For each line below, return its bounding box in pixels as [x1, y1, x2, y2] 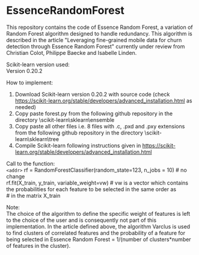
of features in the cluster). [6, 242, 71, 249]
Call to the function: [6, 160, 55, 167]
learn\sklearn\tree [14, 135, 59, 142]
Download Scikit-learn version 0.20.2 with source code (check [14, 90, 170, 98]
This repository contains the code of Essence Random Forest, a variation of [6, 24, 194, 31]
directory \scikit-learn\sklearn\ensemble [14, 116, 115, 124]
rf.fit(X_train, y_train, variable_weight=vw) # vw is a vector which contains [6, 179, 188, 186]
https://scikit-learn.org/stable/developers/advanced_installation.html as [14, 97, 192, 104]
